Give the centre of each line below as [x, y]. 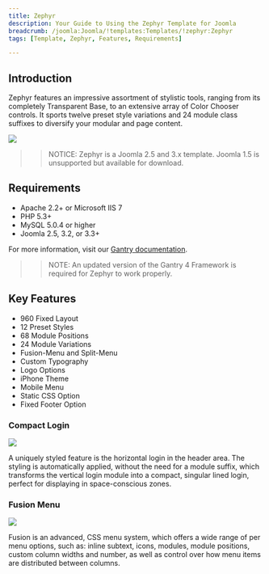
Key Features [42, 299]
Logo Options [43, 369]
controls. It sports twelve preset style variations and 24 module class [123, 115]
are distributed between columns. [64, 563]
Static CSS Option [50, 395]
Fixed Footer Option [53, 404]
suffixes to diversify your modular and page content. [96, 124]
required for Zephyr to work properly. [110, 273]
